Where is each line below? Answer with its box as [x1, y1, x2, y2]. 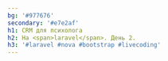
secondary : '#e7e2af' [7, 19, 80, 27]
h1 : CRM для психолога [7, 26, 83, 34]
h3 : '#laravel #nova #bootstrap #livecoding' [7, 41, 161, 49]
